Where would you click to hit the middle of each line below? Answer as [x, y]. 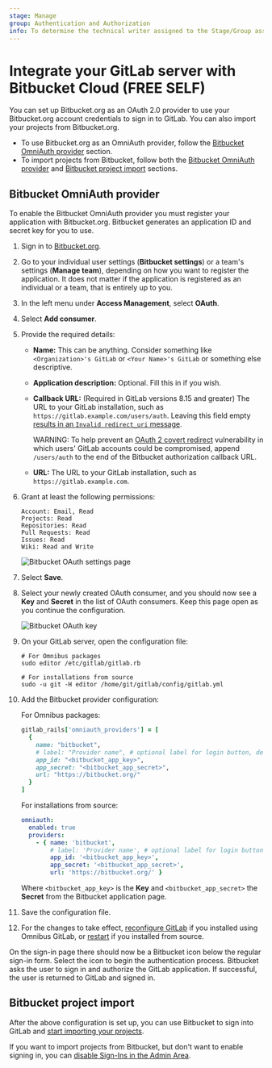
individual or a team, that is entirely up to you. [96, 288]
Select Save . [42, 578]
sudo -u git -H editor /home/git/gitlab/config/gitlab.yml [122, 685]
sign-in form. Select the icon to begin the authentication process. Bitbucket [134, 960]
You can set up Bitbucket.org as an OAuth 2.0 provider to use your [119, 111]
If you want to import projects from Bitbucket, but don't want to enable [126, 1046]
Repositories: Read [54, 526]
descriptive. [52, 367]
